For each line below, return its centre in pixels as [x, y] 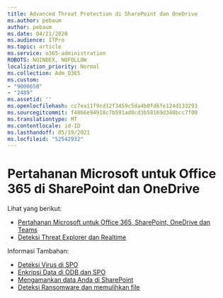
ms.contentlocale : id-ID [44, 126]
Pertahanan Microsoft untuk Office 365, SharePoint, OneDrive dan [114, 222]
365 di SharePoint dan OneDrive [104, 189]
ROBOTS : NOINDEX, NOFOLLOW [47, 60]
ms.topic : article [34, 47]
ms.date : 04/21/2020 [38, 34]
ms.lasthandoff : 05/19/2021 [49, 132]
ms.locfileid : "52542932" [45, 139]
